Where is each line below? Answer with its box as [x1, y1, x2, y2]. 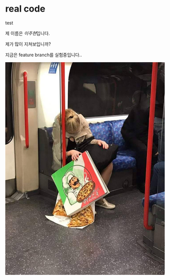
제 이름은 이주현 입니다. [5, 30, 50, 36]
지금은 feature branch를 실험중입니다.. [5, 52, 82, 58]
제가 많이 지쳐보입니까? [5, 41, 51, 47]
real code [5, 3, 46, 15]
